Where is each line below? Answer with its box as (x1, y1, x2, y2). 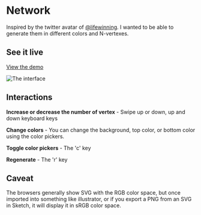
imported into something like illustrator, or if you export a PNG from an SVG (6, 196, 192, 203)
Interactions (6, 92, 53, 103)
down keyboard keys (6, 115, 58, 122)
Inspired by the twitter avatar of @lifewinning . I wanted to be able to (6, 23, 174, 31)
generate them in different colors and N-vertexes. (6, 29, 129, 37)
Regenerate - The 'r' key (6, 156, 68, 163)
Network (6, 4, 51, 17)
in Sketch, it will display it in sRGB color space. (6, 202, 122, 209)
